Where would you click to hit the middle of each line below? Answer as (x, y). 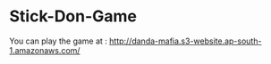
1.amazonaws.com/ (45, 50)
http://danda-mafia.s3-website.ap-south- (185, 41)
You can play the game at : (58, 41)
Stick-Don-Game (73, 16)
